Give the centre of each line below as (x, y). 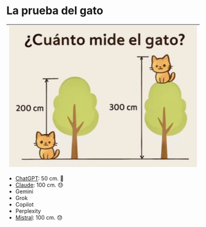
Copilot (24, 204)
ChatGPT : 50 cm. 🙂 (40, 178)
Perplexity (28, 211)
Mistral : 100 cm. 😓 (39, 217)
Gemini (24, 191)
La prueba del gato (55, 11)
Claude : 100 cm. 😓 (39, 185)
